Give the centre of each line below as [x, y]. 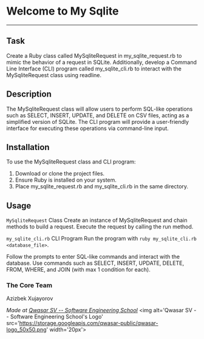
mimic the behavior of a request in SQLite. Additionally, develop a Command [102, 62]
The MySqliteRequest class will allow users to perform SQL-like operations [100, 109]
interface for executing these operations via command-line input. [87, 128]
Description [29, 94]
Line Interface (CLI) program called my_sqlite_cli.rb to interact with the [94, 69]
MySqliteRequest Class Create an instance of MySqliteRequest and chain [97, 221]
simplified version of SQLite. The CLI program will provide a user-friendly [98, 122]
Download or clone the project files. [60, 174]
